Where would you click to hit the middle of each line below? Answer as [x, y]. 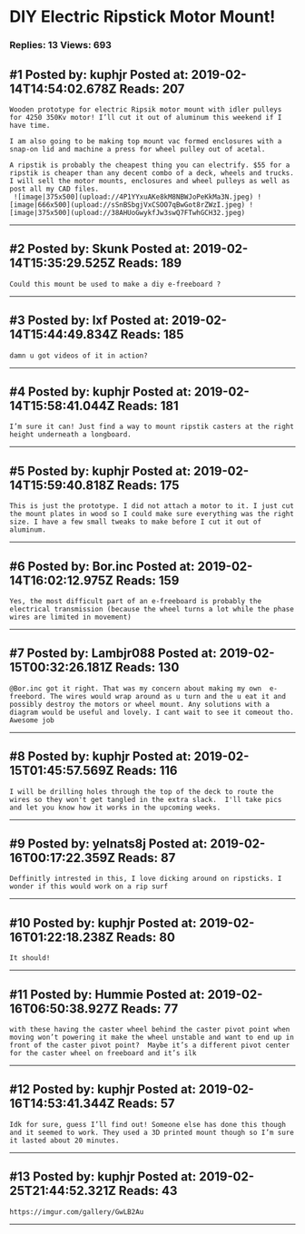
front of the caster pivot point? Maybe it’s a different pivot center [150, 1045]
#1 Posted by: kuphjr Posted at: [99, 74]
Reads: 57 [146, 1104]
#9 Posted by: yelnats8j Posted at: [108, 844]
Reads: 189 [150, 264]
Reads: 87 [147, 858]
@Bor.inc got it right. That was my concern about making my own [135, 688]
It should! [30, 958]
